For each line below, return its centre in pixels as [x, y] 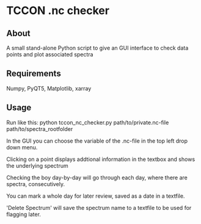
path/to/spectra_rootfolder [40, 129]
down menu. [22, 147]
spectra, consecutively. [36, 184]
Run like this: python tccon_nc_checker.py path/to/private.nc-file [88, 122]
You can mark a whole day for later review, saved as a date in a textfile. [96, 196]
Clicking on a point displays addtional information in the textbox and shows [101, 159]
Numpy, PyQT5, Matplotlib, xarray [49, 88]
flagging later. [24, 214]
